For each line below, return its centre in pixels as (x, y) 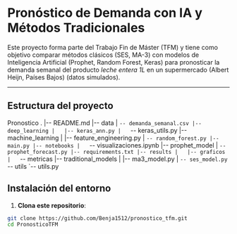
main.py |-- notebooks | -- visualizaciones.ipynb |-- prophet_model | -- (117, 145)
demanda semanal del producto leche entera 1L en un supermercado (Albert (118, 70)
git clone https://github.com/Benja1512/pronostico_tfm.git (98, 218)
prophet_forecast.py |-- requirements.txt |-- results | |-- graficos (116, 152)
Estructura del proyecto (61, 106)
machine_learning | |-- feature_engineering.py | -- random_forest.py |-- (114, 138)
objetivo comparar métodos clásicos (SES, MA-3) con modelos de (103, 55)
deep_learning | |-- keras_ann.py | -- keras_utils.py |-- (97, 130)
